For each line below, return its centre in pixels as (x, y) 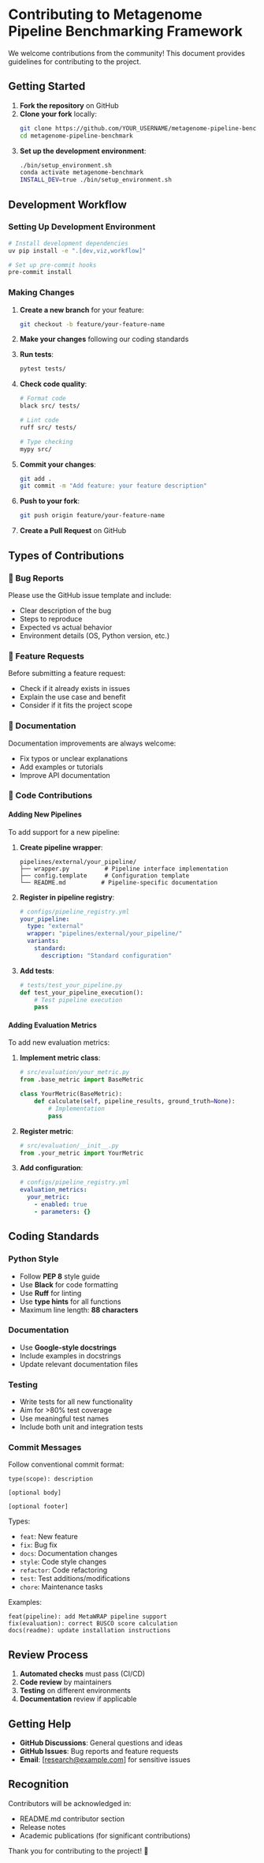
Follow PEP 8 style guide (59, 1276)
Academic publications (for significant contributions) (105, 1835)
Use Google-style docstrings (68, 1347)
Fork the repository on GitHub (69, 105)
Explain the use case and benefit (73, 697)
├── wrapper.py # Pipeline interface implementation (124, 869)
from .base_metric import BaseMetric (82, 1080)
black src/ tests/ (50, 406)
